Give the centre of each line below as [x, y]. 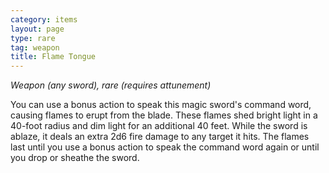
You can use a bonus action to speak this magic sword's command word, [161, 105]
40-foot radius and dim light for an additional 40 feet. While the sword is [159, 126]
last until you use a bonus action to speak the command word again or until [165, 147]
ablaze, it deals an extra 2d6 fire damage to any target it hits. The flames [160, 137]
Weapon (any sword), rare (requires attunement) [111, 85]
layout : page [37, 29]
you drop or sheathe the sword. [75, 158]
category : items [44, 19]
